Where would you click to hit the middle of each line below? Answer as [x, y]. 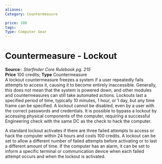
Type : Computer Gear [26, 32]
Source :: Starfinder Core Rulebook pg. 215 [48, 70]
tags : [10, 27]
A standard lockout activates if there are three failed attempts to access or [80, 131]
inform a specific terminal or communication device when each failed [75, 151]
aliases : [14, 9]
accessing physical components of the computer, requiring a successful [78, 116]
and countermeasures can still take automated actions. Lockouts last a [76, 95]
